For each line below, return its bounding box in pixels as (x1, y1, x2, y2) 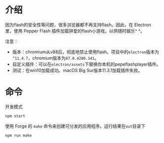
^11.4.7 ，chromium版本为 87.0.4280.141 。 (12, 55, 99, 61)
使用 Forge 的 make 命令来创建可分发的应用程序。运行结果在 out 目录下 (5, 123, 146, 129)
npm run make (5, 133, 32, 138)
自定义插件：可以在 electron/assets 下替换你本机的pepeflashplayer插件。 (12, 61, 161, 67)
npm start (5, 113, 26, 118)
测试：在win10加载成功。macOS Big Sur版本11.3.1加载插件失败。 (12, 67, 143, 73)
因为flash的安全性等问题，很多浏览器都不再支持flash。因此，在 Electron (5, 22, 152, 28)
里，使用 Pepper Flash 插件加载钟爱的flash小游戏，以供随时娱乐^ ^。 (5, 28, 145, 34)
